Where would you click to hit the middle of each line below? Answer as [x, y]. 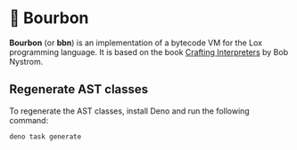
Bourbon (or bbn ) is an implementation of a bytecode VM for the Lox [136, 43]
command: [29, 120]
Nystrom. [26, 61]
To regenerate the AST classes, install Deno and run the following [129, 111]
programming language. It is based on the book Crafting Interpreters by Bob [148, 51]
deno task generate [45, 137]
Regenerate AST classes [79, 89]
